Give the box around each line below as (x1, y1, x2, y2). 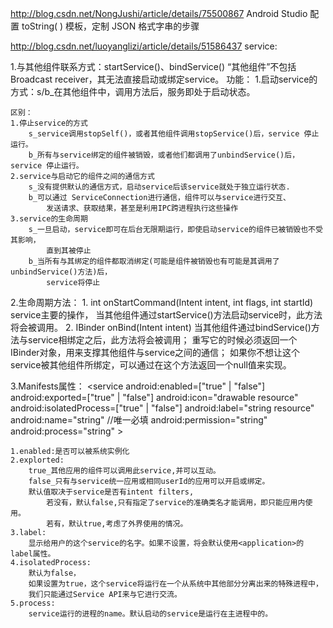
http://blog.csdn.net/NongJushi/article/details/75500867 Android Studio (10, 8, 308, 19)
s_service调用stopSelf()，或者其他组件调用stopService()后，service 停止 (28, 129, 320, 139)
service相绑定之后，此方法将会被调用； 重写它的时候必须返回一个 (27, 334, 298, 346)
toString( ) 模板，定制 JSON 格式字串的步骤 (21, 20, 200, 32)
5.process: (10, 598, 56, 608)
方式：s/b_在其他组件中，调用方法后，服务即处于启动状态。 (10, 86, 256, 97)
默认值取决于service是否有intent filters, (28, 487, 195, 497)
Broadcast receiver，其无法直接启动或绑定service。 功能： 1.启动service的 (10, 73, 318, 85)
